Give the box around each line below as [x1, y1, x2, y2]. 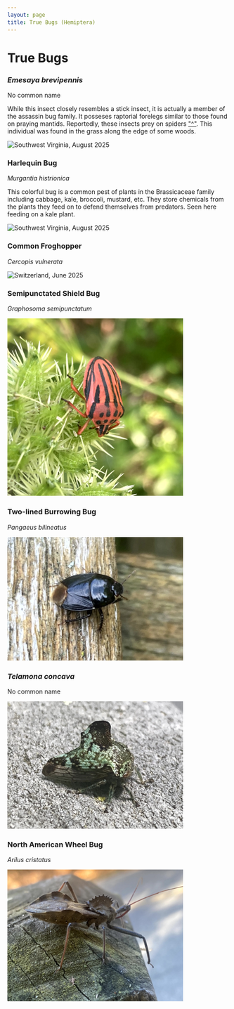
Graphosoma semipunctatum [7, 304, 93, 313]
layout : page [7, 11, 46, 18]
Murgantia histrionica [7, 174, 70, 183]
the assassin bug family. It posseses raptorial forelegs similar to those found [7, 112, 228, 120]
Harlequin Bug [7, 158, 58, 168]
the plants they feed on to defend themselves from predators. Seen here [7, 202, 216, 211]
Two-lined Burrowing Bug [7, 507, 97, 516]
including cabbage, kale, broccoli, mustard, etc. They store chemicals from [7, 195, 224, 204]
